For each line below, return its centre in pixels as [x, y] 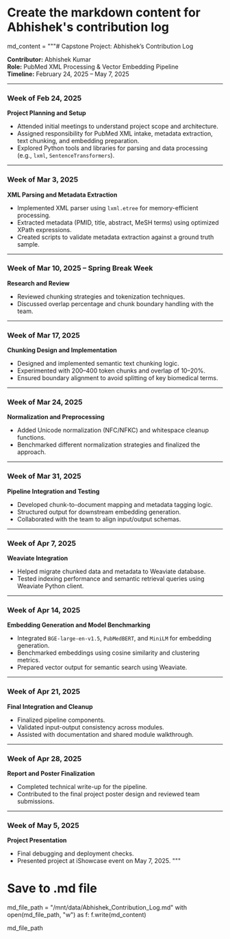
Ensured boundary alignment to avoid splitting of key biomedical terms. [117, 378]
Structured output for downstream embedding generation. [99, 512]
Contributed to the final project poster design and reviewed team [108, 794]
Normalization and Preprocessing [56, 417]
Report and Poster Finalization [51, 773]
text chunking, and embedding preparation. [78, 141]
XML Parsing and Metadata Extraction [62, 195]
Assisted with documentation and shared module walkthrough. [105, 734]
